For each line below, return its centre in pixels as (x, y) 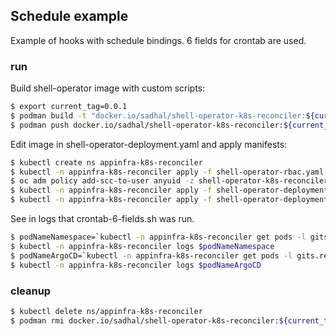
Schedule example (69, 16)
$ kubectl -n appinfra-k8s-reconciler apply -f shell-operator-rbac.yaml (167, 172)
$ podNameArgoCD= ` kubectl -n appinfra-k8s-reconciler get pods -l (151, 255)
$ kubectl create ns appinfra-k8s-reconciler (106, 162)
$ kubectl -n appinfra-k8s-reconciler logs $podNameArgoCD (136, 265)
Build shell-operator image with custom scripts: (108, 88)
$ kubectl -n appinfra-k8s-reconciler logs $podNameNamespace (142, 246)
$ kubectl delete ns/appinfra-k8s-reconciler (106, 311)
